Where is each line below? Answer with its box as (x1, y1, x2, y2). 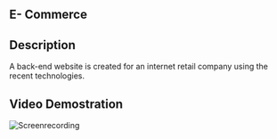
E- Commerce (9, 7, 87, 22)
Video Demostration (9, 96, 123, 111)
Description (9, 37, 76, 53)
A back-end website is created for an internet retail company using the (9, 61, 269, 72)
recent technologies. (9, 70, 86, 81)
